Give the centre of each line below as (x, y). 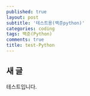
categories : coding (31, 28)
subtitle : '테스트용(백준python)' (46, 23)
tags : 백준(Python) (29, 34)
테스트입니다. (22, 86)
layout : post (22, 17)
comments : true (25, 40)
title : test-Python (31, 46)
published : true (26, 12)
